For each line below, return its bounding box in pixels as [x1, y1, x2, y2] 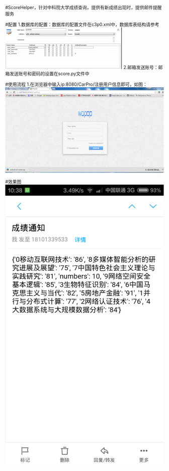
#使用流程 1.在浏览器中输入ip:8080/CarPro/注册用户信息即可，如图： [5, 81, 147, 87]
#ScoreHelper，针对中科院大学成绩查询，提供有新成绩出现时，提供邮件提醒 [5, 5, 162, 10]
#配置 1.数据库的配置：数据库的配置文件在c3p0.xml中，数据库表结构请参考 [5, 22, 159, 27]
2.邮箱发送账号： [123, 65, 158, 70]
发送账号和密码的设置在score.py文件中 [9, 71, 90, 77]
